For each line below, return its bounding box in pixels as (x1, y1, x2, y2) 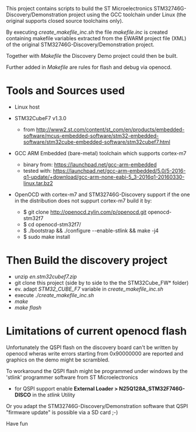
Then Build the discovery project (6, 254, 168, 267)
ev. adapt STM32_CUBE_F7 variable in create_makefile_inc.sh (14, 285, 163, 292)
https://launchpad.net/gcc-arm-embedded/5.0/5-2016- (52, 167, 186, 174)
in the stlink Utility (32, 391, 76, 398)
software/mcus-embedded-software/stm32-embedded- (23, 132, 159, 139)
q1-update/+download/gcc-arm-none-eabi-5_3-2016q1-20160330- (23, 173, 185, 180)
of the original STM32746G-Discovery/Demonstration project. (6, 41, 155, 48)
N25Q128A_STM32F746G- (118, 385, 185, 392)
